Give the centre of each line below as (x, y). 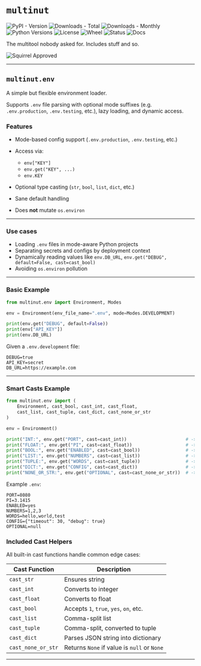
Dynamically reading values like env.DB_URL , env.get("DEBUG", (91, 257)
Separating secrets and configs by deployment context (83, 251)
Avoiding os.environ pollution (51, 269)
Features (19, 126)
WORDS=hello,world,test (36, 516)
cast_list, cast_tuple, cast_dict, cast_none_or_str (84, 412)
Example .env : (24, 484)
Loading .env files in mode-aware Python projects (77, 244)
